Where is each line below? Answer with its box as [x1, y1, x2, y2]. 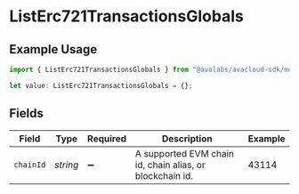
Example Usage [9, 42, 98, 57]
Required [87, 132, 127, 144]
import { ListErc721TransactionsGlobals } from [9, 65, 190, 74]
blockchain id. [134, 169, 194, 182]
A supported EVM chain [134, 147, 234, 159]
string [54, 158, 79, 171]
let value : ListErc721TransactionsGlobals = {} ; [9, 81, 193, 90]
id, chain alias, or [134, 158, 206, 171]
